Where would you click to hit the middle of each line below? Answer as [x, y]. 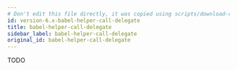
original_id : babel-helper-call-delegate [69, 40]
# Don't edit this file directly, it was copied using [90, 14]
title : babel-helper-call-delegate [60, 27]
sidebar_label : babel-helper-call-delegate [72, 34]
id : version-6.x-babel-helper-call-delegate [74, 21]
